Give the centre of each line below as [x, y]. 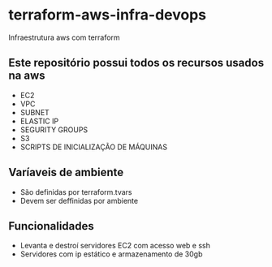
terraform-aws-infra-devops [108, 15]
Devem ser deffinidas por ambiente [79, 200]
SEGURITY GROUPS [54, 129]
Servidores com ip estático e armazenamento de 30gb [111, 254]
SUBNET [35, 112]
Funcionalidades [52, 226]
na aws [27, 76]
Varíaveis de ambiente [66, 172]
